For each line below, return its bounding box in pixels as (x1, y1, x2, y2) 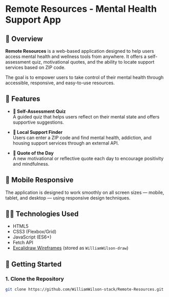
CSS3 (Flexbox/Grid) (12, 229, 57, 235)
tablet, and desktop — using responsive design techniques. (5, 194, 131, 201)
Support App (5, 14, 61, 26)
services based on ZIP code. (5, 65, 66, 70)
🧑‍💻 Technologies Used (5, 210, 79, 219)
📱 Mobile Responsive (5, 175, 74, 185)
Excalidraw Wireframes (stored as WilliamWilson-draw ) (12, 245, 129, 251)
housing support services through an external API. (12, 140, 119, 146)
